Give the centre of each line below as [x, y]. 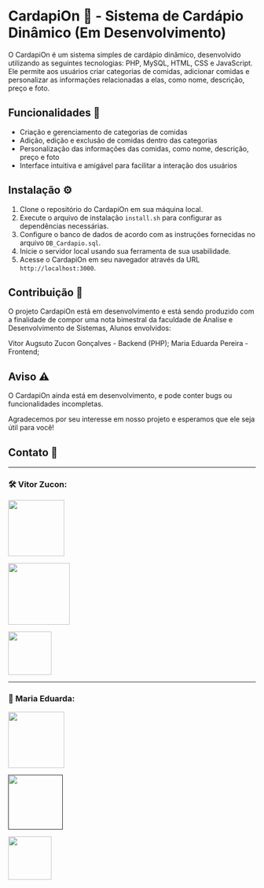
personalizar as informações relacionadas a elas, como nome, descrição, [126, 80]
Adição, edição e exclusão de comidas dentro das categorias [118, 140]
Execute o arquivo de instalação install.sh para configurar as [121, 217]
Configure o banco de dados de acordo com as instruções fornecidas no [137, 234]
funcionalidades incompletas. [56, 404]
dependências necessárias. [64, 226]
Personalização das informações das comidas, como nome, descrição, [134, 148]
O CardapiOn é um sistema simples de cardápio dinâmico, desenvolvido [125, 54]
